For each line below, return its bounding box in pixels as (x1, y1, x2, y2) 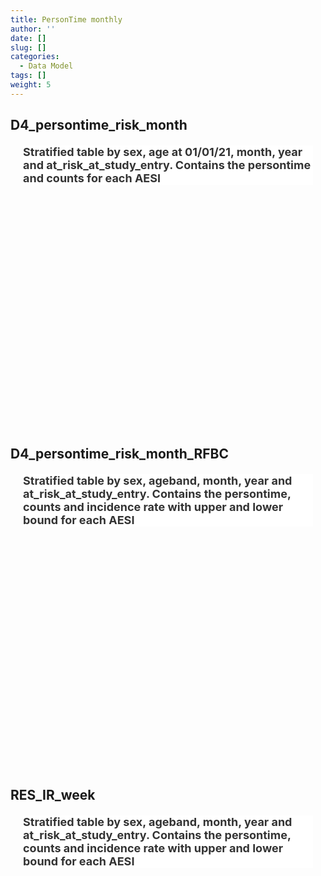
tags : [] (10, 71, 47, 81)
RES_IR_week (10, 786, 96, 803)
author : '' (10, 24, 56, 34)
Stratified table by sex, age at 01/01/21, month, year (23, 145, 303, 160)
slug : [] (10, 42, 47, 53)
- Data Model (19, 61, 74, 71)
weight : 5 (10, 80, 52, 90)
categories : (10, 52, 60, 62)
